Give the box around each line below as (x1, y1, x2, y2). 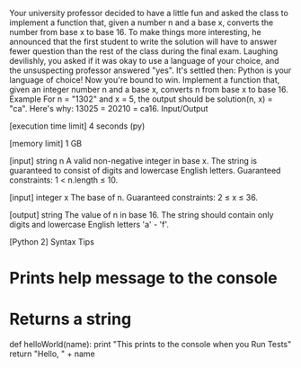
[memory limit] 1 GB (9, 139, 83, 148)
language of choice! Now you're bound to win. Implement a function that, (9, 75, 280, 85)
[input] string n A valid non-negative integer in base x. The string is (9, 156, 258, 166)
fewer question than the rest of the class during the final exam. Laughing (9, 46, 279, 57)
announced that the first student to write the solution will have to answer (9, 36, 278, 47)
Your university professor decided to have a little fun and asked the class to (9, 8, 289, 18)
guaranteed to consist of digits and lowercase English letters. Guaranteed (9, 166, 281, 175)
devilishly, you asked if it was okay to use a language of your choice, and (9, 56, 280, 66)
